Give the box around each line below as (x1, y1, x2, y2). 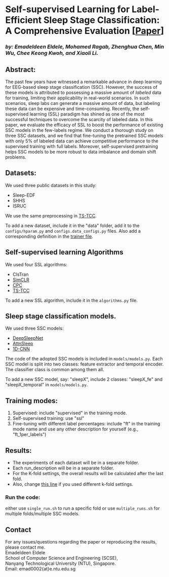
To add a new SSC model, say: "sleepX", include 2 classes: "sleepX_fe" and (5, 376, 163, 382)
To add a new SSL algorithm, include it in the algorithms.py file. (5, 297, 138, 303)
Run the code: (5, 493, 40, 500)
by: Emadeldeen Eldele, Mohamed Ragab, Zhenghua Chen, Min (5, 43, 164, 50)
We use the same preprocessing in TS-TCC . (5, 212, 97, 219)
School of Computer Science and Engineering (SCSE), (5, 555, 118, 561)
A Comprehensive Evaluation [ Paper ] (5, 25, 164, 37)
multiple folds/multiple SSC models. (5, 511, 80, 517)
